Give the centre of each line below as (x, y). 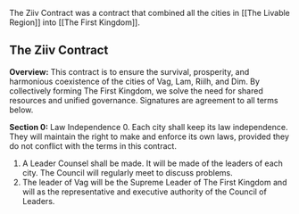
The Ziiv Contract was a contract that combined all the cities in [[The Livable (149, 13)
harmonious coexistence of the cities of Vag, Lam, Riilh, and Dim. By (135, 81)
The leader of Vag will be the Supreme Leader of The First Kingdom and (154, 182)
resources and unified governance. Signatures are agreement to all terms (144, 100)
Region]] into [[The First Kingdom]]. (75, 22)
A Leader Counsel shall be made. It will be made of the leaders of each (153, 163)
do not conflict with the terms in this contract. (93, 145)
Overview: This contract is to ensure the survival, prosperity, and (129, 71)
